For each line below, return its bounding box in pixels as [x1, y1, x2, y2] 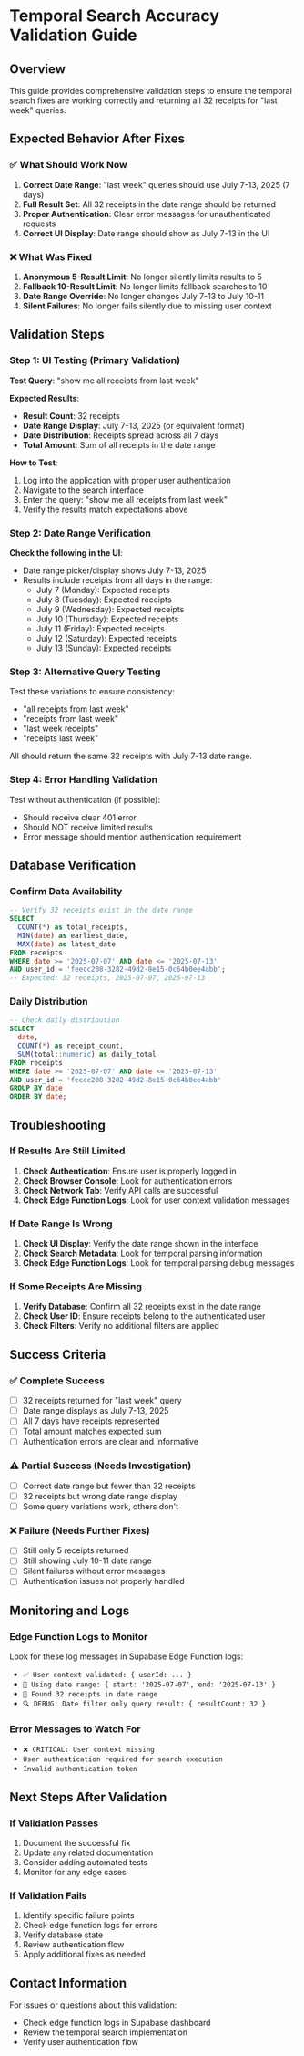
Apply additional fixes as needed [22, 1949, 146, 1960]
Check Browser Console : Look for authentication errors [22, 1174, 233, 1186]
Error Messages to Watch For [9, 1723, 141, 1736]
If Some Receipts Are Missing [9, 1280, 143, 1293]
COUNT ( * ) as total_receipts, [17, 923, 128, 932]
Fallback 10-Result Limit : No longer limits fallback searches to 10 [22, 280, 268, 292]
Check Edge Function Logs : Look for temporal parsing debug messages [22, 1258, 295, 1268]
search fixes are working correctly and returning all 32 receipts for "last [9, 95, 278, 106]
